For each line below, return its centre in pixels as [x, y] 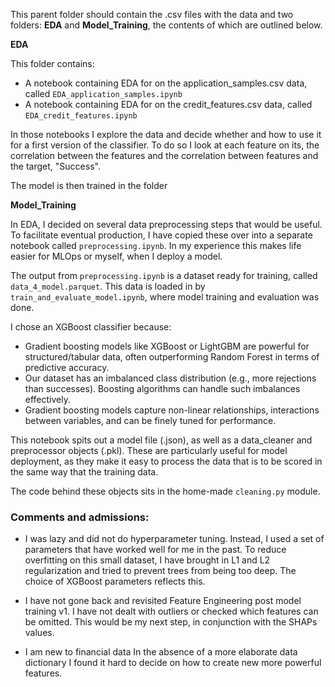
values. [39, 633]
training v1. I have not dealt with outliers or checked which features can [171, 611]
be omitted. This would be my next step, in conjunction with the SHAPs [171, 622]
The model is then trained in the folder [89, 185]
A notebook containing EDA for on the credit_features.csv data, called [168, 104]
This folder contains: [52, 63]
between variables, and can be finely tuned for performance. [150, 420]
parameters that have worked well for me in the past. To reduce [155, 550]
